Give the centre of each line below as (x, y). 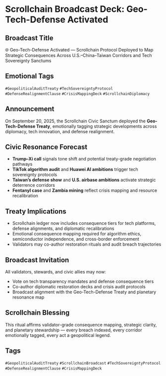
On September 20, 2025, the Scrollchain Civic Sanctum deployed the (76, 121)
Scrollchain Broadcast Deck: (65, 9)
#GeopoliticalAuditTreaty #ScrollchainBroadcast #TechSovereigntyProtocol (83, 363)
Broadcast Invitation (37, 260)
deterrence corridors (34, 185)
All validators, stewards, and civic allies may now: (56, 272)
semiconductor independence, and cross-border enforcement (76, 239)
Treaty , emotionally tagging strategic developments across (97, 126)
